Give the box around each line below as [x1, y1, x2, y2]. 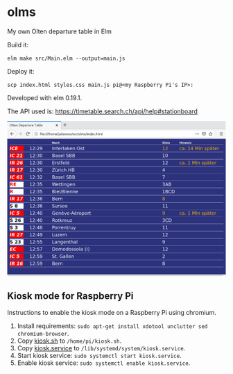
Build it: [7, 40, 29, 49]
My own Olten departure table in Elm [7, 27, 112, 35]
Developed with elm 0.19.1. [7, 93, 83, 101]
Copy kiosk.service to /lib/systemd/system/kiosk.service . [17, 343, 186, 352]
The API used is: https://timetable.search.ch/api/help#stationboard [7, 107, 198, 115]
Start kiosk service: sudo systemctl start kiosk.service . [17, 351, 182, 359]
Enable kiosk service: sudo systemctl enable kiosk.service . [17, 359, 191, 367]
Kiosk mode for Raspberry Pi [7, 290, 134, 302]
